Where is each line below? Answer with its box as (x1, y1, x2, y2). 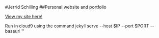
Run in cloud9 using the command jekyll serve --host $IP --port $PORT (5, 23, 149, 29)
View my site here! (5, 14, 43, 19)
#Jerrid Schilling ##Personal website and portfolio (5, 4, 106, 10)
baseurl (5, 28, 21, 34)
